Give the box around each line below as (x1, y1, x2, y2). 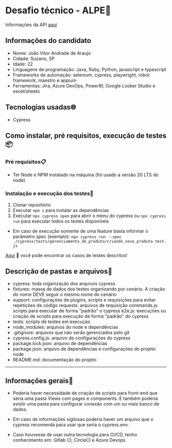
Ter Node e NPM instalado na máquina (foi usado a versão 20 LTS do (12, 172, 159, 178)
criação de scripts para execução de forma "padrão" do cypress (12, 313, 149, 319)
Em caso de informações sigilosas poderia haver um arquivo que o (12, 416, 154, 422)
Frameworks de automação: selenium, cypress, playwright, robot (12, 72, 150, 78)
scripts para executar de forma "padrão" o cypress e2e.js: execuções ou (12, 308, 166, 314)
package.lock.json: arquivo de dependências (12, 340, 107, 347)
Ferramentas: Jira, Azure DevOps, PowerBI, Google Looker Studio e (12, 82, 156, 89)
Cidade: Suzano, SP (12, 55, 55, 61)
